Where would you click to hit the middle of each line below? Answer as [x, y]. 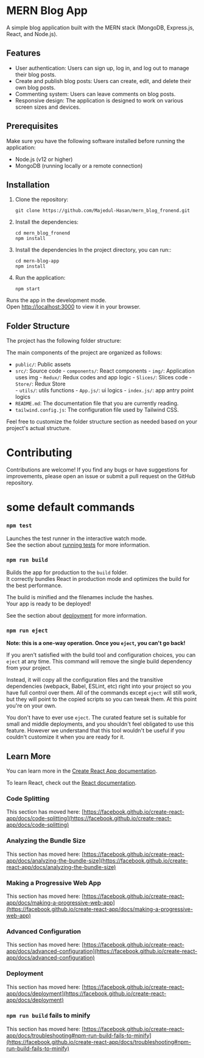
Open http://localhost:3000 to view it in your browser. [74, 307]
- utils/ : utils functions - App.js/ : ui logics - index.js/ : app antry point [104, 390]
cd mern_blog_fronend [42, 233]
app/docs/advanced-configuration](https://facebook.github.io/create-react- [102, 951]
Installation [28, 185]
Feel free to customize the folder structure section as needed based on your [102, 421]
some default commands [71, 507]
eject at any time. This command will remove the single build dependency [99, 662]
